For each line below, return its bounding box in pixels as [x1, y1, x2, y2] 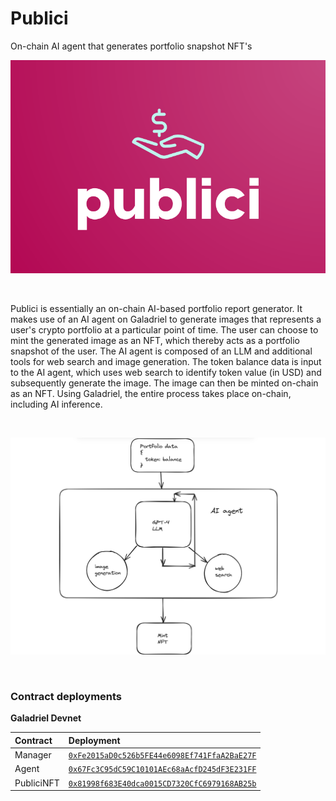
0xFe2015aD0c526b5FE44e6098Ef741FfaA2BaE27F [68, 751, 257, 761]
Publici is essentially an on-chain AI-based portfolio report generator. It [10, 302, 303, 314]
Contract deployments [10, 689, 123, 703]
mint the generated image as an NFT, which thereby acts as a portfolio [10, 334, 300, 346]
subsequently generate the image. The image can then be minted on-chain [10, 377, 319, 389]
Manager [14, 749, 52, 761]
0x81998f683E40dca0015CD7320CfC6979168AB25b [68, 778, 257, 789]
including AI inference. [10, 398, 103, 410]
